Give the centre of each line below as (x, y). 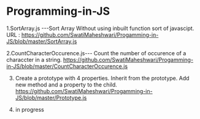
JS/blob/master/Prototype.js (51, 98)
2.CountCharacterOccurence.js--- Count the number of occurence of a (96, 53)
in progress (29, 109)
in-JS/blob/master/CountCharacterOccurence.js (67, 66)
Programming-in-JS (58, 11)
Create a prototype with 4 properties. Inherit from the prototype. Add (102, 78)
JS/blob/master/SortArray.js (42, 41)
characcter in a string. (34, 60)
